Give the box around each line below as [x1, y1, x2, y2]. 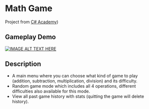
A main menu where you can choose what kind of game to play [12, 73, 138, 78]
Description [5, 60, 41, 68]
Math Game [5, 3, 53, 14]
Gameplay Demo [5, 33, 56, 41]
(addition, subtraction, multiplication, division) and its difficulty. [12, 78, 138, 84]
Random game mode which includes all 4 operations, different [12, 83, 136, 89]
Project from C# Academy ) [5, 19, 59, 25]
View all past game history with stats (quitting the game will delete [12, 93, 144, 99]
